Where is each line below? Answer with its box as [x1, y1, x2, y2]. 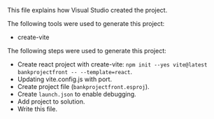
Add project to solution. [17, 97, 85, 106]
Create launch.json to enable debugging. [17, 90, 136, 98]
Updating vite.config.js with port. [17, 75, 113, 83]
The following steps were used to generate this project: [7, 47, 166, 55]
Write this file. [17, 105, 58, 113]
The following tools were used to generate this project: [7, 20, 165, 27]
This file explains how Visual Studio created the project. [7, 6, 168, 14]
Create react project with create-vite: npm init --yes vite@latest [17, 60, 208, 69]
